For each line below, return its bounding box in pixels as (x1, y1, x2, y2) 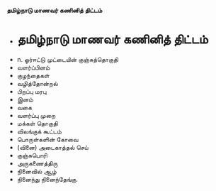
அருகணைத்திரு (16, 159, 58, 168)
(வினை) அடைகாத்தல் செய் (16, 143, 89, 151)
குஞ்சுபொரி (16, 151, 47, 159)
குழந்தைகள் (16, 71, 50, 80)
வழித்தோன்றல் (16, 79, 58, 87)
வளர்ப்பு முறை (16, 111, 56, 119)
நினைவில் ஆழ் (16, 167, 57, 175)
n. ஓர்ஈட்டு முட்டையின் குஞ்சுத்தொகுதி (16, 55, 118, 63)
